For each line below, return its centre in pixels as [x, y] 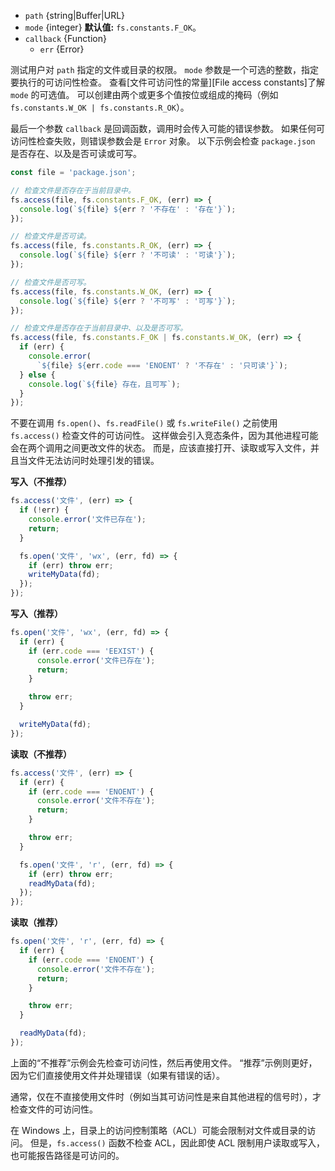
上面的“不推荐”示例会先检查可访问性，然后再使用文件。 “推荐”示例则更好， [164, 1062]
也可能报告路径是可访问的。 [67, 1155]
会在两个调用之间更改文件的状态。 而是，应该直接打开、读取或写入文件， [160, 448]
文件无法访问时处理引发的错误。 [93, 461]
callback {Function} [65, 38]
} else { [37, 375]
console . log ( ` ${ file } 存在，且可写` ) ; [104, 384]
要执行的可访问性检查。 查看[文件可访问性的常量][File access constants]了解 [167, 82]
